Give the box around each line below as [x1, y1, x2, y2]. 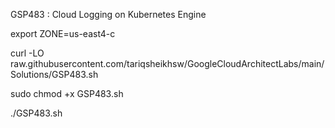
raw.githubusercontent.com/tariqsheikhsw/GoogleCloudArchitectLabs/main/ [10, 58, 325, 69]
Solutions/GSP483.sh [10, 69, 99, 80]
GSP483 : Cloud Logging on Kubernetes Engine [10, 9, 207, 20]
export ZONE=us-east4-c [10, 28, 116, 39]
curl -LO [10, 47, 45, 59]
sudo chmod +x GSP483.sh [10, 88, 124, 99]
